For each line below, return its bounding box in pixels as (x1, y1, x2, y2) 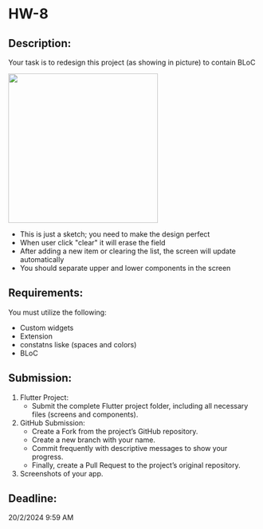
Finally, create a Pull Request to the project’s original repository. (31, 460, 241, 470)
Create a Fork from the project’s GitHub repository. (31, 426, 198, 436)
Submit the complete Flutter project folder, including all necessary (31, 401, 249, 410)
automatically (19, 255, 65, 264)
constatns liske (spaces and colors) (19, 339, 137, 349)
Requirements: (8, 286, 84, 300)
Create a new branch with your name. (31, 435, 155, 445)
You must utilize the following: (8, 308, 107, 317)
